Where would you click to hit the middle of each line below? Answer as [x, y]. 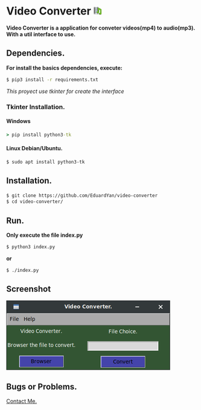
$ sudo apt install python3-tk [46, 162]
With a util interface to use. [41, 34]
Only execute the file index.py [45, 235]
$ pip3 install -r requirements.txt [52, 80]
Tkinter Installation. [36, 107]
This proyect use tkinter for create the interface [65, 91]
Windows [18, 121]
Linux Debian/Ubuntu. [34, 149]
